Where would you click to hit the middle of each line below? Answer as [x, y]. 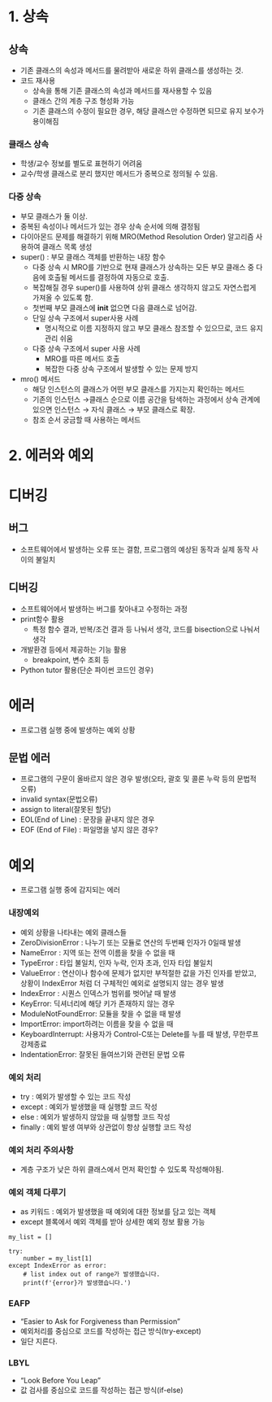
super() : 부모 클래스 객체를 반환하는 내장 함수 [93, 256]
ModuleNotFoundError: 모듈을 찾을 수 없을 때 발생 [100, 1013]
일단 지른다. [39, 1341]
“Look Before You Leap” [60, 1381]
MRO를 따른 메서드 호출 [82, 358]
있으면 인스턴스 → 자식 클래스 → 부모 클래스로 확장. [114, 409]
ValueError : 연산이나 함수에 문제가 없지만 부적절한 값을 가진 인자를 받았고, [138, 972]
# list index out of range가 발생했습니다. [92, 1274]
